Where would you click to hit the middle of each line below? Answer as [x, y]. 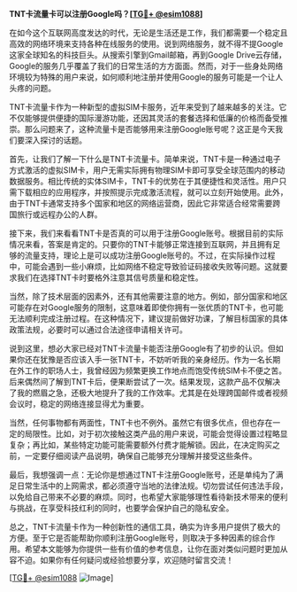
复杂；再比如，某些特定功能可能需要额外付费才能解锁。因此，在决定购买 [141, 445]
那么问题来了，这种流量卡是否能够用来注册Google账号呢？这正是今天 [150, 129]
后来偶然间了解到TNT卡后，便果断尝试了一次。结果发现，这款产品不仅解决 [145, 382]
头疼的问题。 [32, 88]
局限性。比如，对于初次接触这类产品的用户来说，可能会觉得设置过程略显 [156, 434]
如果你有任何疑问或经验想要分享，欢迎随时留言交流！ [137, 560]
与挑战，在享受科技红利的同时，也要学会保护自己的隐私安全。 [122, 508]
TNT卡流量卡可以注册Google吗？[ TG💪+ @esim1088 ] [106, 14]
